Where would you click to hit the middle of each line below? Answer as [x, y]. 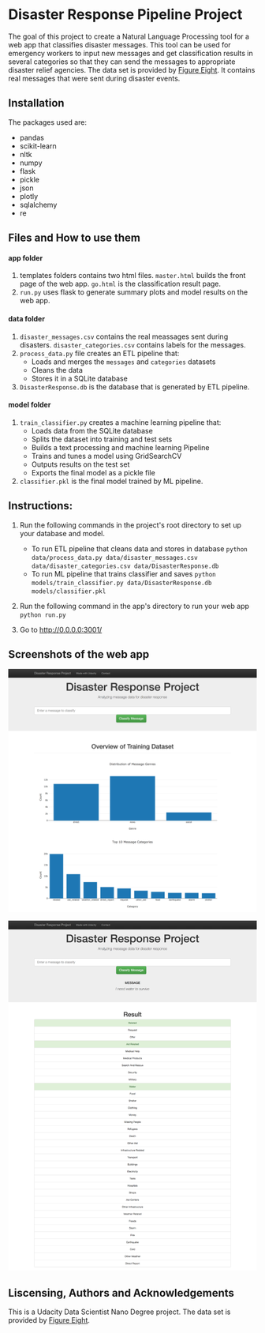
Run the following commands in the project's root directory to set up [131, 525]
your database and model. [62, 533]
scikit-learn [38, 146]
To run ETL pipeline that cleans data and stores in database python [140, 548]
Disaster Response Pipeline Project [125, 15]
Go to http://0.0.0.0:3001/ [61, 629]
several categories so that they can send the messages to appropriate [122, 62]
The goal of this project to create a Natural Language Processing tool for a [129, 36]
